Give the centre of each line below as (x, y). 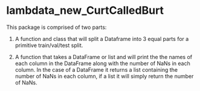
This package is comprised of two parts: (56, 27)
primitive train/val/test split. (49, 45)
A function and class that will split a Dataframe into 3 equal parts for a (102, 39)
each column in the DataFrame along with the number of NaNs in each (102, 63)
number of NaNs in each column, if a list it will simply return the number (104, 76)
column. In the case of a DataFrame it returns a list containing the (96, 69)
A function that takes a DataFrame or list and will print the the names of (103, 57)
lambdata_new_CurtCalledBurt (85, 11)
